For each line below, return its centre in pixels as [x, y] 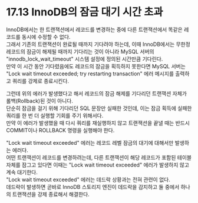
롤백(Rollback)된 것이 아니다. [40, 101]
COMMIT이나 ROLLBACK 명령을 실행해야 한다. [60, 130]
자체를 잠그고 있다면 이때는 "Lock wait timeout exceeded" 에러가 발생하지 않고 [98, 165]
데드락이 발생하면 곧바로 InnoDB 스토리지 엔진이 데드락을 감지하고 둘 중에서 [93, 187]
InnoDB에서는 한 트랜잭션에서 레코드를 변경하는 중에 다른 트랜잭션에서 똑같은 [94, 29]
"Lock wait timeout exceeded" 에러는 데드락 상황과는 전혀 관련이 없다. [88, 179]
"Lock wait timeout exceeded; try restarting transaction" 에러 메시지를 [90, 74]
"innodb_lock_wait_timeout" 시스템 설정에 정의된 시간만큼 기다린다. [85, 59]
